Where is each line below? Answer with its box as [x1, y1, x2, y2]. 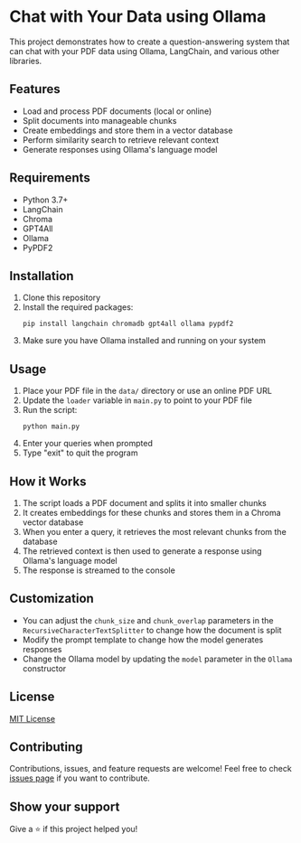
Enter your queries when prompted [22, 438, 154, 449]
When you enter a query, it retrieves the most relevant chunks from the [22, 527, 287, 537]
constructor [22, 662, 67, 674]
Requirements [9, 170, 90, 186]
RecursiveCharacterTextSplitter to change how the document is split [22, 624, 282, 635]
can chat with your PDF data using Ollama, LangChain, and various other [9, 45, 280, 56]
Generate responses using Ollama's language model [22, 144, 218, 155]
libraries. [9, 55, 42, 66]
